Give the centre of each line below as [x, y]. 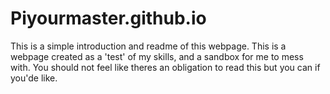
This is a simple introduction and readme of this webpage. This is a [148, 46]
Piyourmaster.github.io [108, 18]
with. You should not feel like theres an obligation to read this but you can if [165, 67]
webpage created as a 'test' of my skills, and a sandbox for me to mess [157, 56]
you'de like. [34, 78]
